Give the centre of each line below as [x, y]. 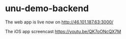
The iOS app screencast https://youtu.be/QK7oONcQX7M [63, 31]
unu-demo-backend [47, 9]
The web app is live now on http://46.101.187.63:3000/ [59, 22]
